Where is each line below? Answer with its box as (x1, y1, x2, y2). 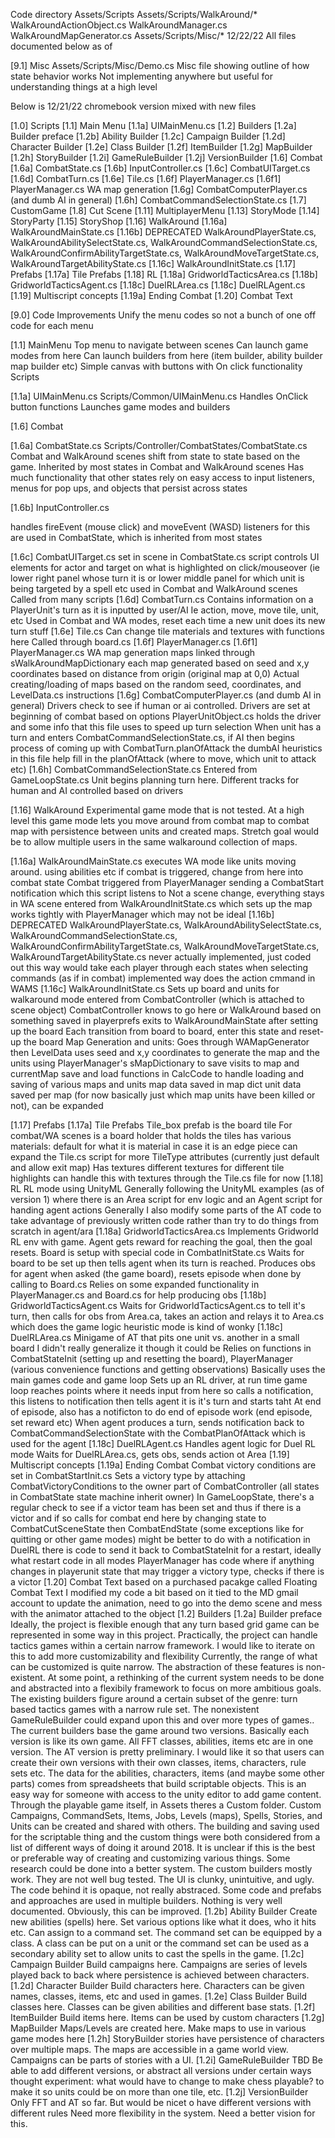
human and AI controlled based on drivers (10, 785, 184, 796)
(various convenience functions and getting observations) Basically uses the (10, 1364, 326, 1375)
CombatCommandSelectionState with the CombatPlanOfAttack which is (10, 1427, 306, 1439)
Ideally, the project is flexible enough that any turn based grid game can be (10, 1619, 320, 1630)
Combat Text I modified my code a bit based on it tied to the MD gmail (10, 1587, 299, 1598)
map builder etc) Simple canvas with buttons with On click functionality (10, 360, 303, 372)
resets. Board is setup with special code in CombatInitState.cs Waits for (10, 1247, 305, 1258)
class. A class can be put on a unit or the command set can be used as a (10, 1937, 310, 1949)
